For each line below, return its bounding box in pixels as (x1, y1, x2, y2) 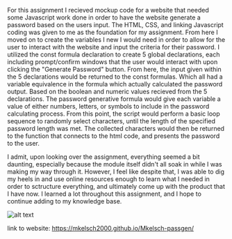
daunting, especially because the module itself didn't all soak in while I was (7, 160, 222, 168)
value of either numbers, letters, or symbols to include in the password (7, 102, 210, 110)
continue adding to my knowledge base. (7, 197, 122, 205)
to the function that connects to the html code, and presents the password (7, 132, 220, 140)
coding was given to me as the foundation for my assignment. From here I (7, 28, 218, 36)
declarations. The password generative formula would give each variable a (7, 95, 221, 103)
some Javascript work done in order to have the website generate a (7, 13, 201, 22)
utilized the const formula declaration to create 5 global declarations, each (7, 50, 220, 59)
